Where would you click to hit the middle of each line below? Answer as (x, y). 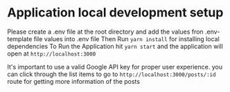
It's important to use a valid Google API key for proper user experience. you (115, 67)
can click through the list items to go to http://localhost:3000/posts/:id (112, 74)
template (20, 38)
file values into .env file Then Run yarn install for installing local (126, 38)
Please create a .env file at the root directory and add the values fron (105, 32)
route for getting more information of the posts (74, 81)
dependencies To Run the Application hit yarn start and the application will (115, 46)
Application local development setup (115, 13)
